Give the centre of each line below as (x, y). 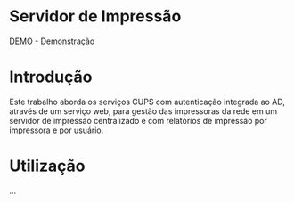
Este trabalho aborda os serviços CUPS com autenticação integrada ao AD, (147, 101)
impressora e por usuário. (57, 130)
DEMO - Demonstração (52, 41)
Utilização (47, 166)
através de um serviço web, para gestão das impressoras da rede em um (143, 111)
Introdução (51, 77)
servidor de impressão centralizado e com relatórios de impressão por (138, 120)
